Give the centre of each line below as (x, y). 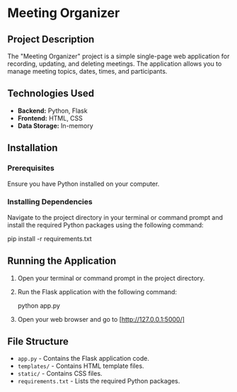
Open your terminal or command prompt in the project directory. (111, 278)
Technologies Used (51, 94)
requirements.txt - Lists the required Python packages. (99, 381)
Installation (33, 148)
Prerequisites (31, 168)
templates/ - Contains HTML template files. (81, 366)
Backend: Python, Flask (52, 111)
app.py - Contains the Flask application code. (83, 359)
